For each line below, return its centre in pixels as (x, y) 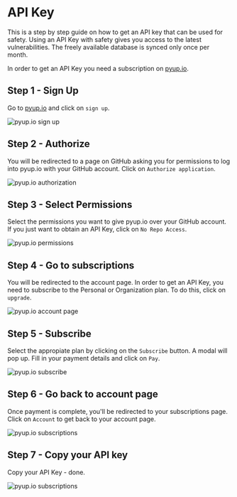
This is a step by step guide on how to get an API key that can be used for (115, 32)
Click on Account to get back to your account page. (82, 419)
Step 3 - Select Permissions (70, 204)
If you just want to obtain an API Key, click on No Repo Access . (97, 229)
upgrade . (20, 297)
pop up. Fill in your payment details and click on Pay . (84, 358)
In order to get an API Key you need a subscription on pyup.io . (98, 68)
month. (18, 55)
